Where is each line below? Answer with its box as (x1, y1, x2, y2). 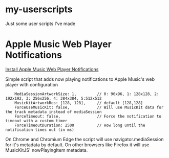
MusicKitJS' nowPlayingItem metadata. (5, 147, 88, 153)
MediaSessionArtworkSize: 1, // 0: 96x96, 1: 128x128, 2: (14, 91, 159, 97)
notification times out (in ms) (5, 127, 74, 132)
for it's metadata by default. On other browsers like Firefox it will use (5, 142, 150, 148)
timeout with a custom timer (5, 118, 68, 123)
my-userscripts (5, 4, 73, 15)
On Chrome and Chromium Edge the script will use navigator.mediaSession (5, 136, 164, 142)
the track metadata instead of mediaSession (5, 109, 102, 115)
